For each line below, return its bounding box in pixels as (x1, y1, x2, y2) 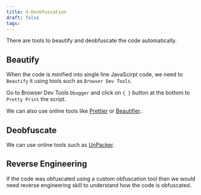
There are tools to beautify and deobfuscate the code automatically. (6, 37, 177, 44)
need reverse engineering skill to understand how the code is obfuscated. (6, 181, 192, 189)
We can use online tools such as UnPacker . (6, 141, 115, 148)
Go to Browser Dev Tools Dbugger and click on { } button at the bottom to (6, 89, 190, 96)
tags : (6, 20, 20, 26)
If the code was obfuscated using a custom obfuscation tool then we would (6, 175, 196, 182)
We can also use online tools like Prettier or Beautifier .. (6, 107, 143, 115)
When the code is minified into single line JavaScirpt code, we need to (6, 71, 183, 78)
